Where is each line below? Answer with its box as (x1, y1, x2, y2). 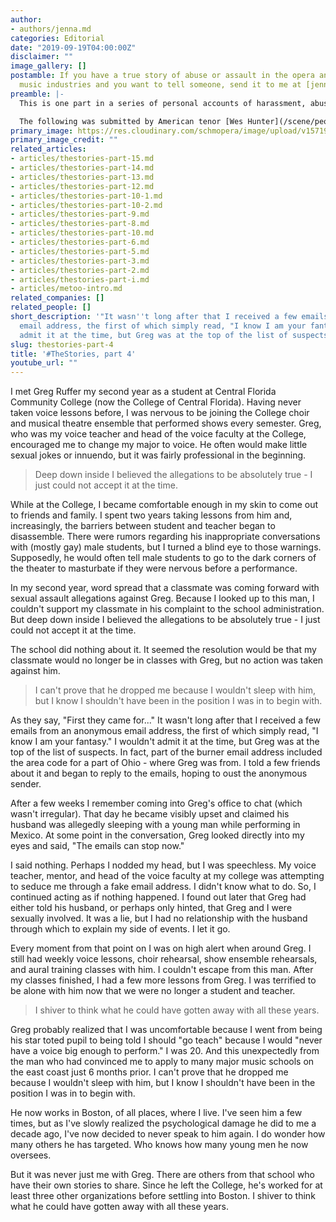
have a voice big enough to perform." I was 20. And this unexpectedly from (10, 1045, 320, 1057)
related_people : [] (10, 302, 92, 313)
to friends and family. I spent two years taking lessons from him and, (10, 509, 293, 521)
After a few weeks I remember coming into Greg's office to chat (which (10, 797, 303, 810)
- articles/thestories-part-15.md (10, 154, 155, 164)
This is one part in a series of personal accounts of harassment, (19, 98, 307, 108)
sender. (10, 778, 42, 790)
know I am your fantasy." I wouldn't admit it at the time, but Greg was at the (10, 736, 320, 748)
